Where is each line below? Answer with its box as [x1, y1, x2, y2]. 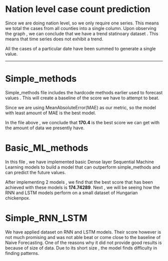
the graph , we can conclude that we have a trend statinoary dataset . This [5, 30, 158, 36]
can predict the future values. [5, 169, 66, 175]
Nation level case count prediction [5, 3, 151, 15]
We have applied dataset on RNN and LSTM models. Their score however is [5, 229, 161, 235]
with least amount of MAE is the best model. [5, 110, 96, 116]
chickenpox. [5, 195, 30, 201]
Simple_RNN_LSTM [5, 213, 87, 224]
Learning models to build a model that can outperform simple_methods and [5, 164, 160, 170]
